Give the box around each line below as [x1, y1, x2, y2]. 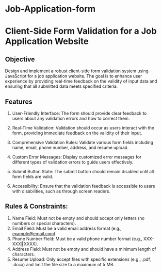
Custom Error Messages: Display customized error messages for [12, 154, 142, 160]
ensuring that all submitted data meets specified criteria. [5, 83, 118, 89]
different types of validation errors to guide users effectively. [12, 159, 134, 165]
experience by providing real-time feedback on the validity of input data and [5, 79, 158, 84]
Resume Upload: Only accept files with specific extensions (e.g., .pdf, [12, 256, 151, 262]
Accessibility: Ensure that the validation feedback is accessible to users [12, 183, 155, 189]
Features [5, 97, 32, 106]
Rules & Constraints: [5, 202, 68, 210]
